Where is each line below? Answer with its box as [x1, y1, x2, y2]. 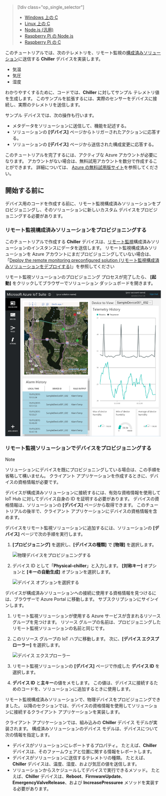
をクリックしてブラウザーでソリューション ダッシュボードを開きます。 [12, 280, 156, 286]
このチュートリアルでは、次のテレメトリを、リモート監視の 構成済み [5, 50, 144, 56]
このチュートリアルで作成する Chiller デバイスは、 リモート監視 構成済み [5, 239, 151, 245]
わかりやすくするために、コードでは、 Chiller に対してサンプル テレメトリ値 [5, 89, 160, 95]
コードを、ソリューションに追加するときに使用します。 [21, 686, 133, 692]
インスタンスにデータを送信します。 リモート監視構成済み [31, 245, 149, 251]
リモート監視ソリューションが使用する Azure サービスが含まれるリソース [12, 613, 161, 619]
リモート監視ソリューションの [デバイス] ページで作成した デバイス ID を [12, 663, 160, 669]
